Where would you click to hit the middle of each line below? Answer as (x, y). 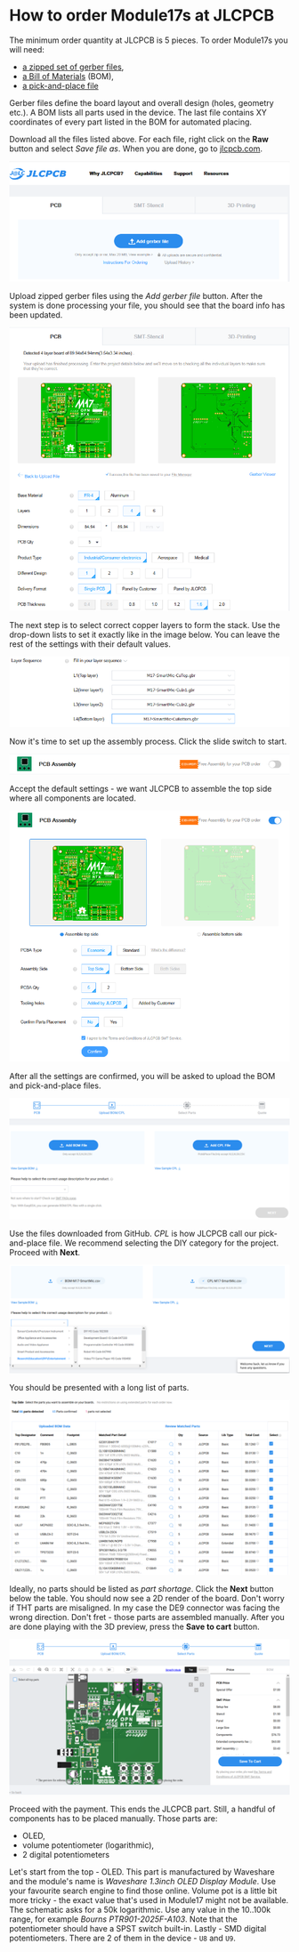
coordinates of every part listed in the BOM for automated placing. (130, 122)
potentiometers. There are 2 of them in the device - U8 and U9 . (122, 1938)
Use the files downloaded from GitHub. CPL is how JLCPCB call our (133, 1233)
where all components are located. (73, 798)
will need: (27, 49)
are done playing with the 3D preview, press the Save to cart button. (134, 1626)
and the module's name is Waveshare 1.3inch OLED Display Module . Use (142, 1882)
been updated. (36, 315)
